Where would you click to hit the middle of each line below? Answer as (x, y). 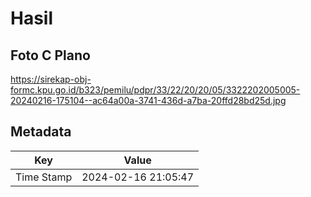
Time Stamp (44, 177)
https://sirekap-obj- (51, 79)
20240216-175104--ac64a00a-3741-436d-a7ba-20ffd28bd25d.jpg (148, 100)
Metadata (41, 132)
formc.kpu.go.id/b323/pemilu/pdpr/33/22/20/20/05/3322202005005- (155, 90)
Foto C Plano (50, 55)
